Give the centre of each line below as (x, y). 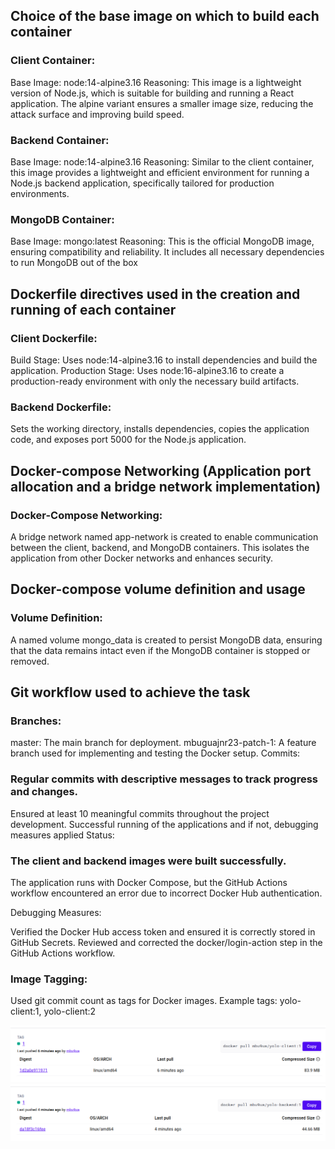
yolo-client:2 (70, 1011)
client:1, (26, 1011)
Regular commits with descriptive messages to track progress (164, 779)
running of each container (93, 309)
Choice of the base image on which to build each (165, 16)
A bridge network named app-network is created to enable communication (164, 536)
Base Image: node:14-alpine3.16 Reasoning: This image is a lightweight (156, 82)
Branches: (36, 721)
